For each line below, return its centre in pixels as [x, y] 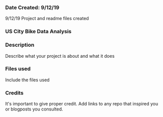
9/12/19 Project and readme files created [47, 19]
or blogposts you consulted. [34, 109]
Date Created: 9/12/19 [32, 8]
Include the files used [28, 80]
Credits [14, 93]
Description [20, 45]
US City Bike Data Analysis [38, 32]
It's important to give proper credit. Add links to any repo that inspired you [82, 104]
